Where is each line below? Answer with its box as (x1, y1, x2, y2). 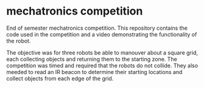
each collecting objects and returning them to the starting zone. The (6, 55, 178, 63)
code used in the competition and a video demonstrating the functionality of (6, 30, 197, 38)
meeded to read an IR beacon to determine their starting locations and (6, 68, 183, 75)
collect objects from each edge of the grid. (6, 75, 114, 82)
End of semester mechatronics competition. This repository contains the (6, 24, 188, 32)
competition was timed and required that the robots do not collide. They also (6, 62, 199, 69)
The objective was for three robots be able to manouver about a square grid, (6, 49, 199, 56)
